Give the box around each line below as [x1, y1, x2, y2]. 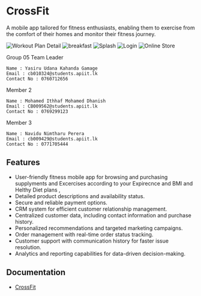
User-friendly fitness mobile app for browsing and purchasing [14, 173, 168, 181]
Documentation [6, 267, 66, 277]
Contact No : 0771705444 [6, 141, 68, 147]
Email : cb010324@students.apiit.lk [6, 70, 98, 76]
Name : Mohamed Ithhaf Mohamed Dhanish [6, 98, 106, 104]
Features [6, 157, 40, 168]
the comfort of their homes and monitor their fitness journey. [6, 30, 156, 37]
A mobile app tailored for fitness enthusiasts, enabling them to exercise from [6, 24, 195, 31]
